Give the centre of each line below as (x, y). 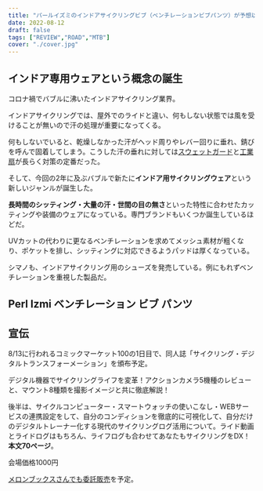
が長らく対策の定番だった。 (59, 161)
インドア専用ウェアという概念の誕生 (95, 78)
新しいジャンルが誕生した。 (53, 187)
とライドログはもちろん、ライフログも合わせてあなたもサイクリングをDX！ (129, 436)
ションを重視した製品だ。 (70, 277)
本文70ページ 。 (33, 446)
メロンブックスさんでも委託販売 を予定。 (73, 479)
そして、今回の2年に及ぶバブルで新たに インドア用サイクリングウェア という (130, 178)
